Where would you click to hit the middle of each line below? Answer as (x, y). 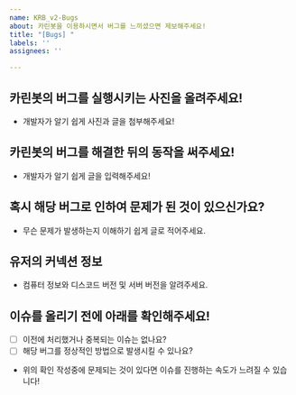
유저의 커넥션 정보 (56, 261)
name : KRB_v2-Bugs (44, 18)
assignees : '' (36, 51)
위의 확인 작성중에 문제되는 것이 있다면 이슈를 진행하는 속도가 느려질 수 (146, 370)
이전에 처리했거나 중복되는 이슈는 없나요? (94, 340)
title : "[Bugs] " (42, 34)
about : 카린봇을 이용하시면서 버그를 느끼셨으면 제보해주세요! (108, 26)
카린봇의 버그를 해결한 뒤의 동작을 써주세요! (122, 153)
